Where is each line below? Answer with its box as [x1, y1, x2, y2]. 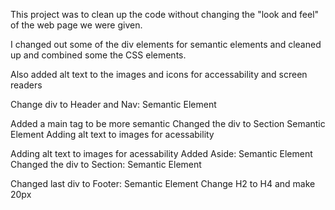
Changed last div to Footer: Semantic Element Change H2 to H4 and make [10, 178, 316, 189]
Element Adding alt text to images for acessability [10, 129, 215, 140]
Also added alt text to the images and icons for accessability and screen [10, 69, 308, 80]
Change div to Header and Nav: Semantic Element [10, 99, 217, 110]
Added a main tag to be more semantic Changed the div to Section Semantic [10, 118, 326, 129]
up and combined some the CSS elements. [10, 49, 187, 61]
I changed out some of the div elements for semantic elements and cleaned [10, 39, 322, 50]
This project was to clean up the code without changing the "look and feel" [10, 9, 320, 20]
